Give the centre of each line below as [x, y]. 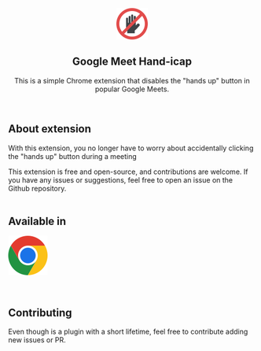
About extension [50, 129]
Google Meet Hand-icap [132, 62]
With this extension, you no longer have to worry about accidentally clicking [131, 148]
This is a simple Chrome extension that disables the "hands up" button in [132, 80]
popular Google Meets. [132, 89]
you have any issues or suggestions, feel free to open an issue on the [121, 179]
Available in [37, 222]
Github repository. [37, 188]
